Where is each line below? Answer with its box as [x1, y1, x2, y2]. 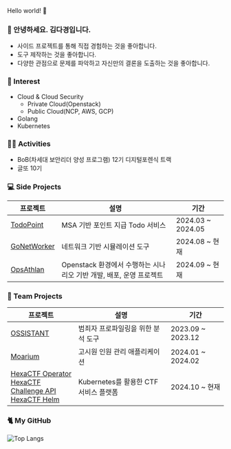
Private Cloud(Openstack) [27, 100, 101, 108]
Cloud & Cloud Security [16, 92, 84, 101]
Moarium [10, 352, 40, 362]
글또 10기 [16, 164, 43, 172]
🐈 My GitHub [7, 416, 52, 426]
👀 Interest [7, 76, 41, 86]
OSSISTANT [10, 328, 49, 338]
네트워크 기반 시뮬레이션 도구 [61, 242, 150, 251]
